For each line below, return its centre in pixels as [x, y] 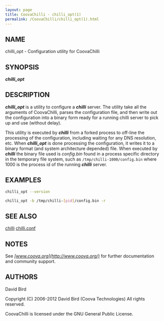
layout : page [19, 10]
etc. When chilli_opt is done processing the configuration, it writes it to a [80, 143]
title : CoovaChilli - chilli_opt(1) [43, 14]
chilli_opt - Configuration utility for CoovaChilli [52, 51]
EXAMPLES [23, 180]
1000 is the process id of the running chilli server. [56, 164]
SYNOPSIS [22, 67]
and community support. [30, 261]
